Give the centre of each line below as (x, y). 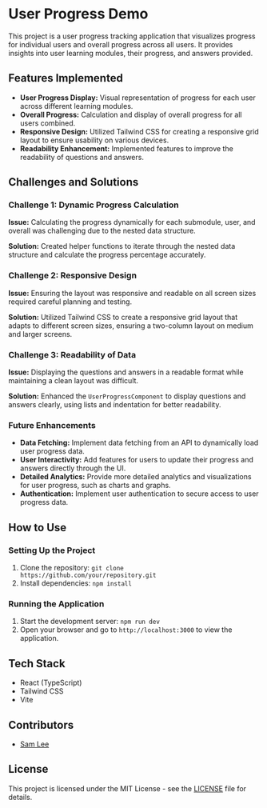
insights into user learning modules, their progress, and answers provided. (131, 53)
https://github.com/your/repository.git (88, 576)
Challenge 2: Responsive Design (73, 275)
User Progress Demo (78, 14)
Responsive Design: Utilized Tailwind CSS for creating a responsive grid (139, 131)
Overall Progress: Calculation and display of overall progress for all (131, 114)
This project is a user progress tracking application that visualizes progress (132, 36)
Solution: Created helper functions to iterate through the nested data (122, 246)
